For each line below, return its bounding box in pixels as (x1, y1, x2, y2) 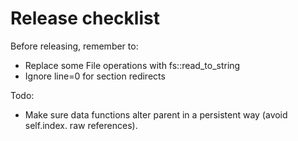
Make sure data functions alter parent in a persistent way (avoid (24, 108, 288, 121)
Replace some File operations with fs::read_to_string (24, 59, 241, 71)
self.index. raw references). (24, 119, 138, 131)
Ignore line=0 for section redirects (24, 70, 166, 82)
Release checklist (10, 7, 160, 30)
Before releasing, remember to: (10, 40, 139, 52)
